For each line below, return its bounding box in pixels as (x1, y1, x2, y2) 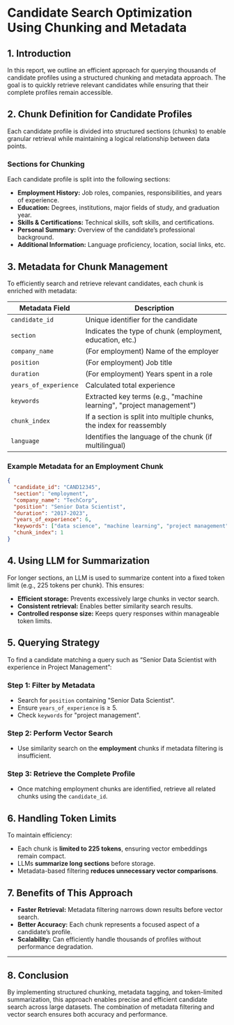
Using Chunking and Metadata (7, 20, 187, 36)
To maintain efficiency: (7, 831, 72, 839)
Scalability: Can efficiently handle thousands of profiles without (17, 935, 201, 943)
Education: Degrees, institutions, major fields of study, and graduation (17, 204, 220, 212)
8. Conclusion (7, 969, 69, 981)
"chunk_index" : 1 (13, 529, 64, 537)
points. (7, 142, 27, 150)
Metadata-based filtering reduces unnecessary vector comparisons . (17, 867, 218, 875)
